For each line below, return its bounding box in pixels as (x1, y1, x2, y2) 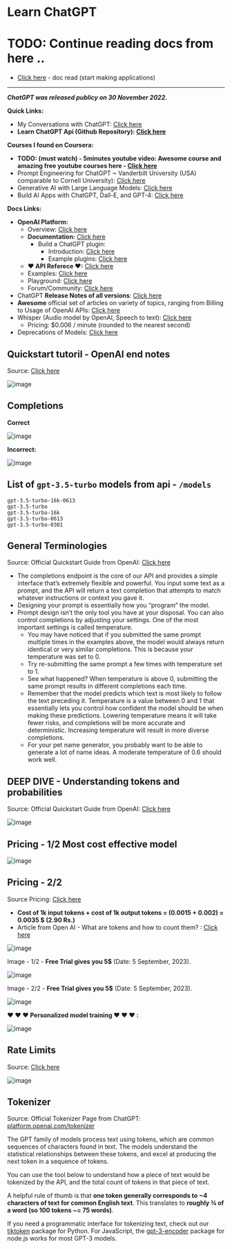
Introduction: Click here (48, 247, 115, 256)
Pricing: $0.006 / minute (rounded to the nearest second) (27, 321, 191, 329)
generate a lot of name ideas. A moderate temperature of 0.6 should (27, 748, 222, 756)
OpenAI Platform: (17, 218, 68, 226)
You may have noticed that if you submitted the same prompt (27, 630, 202, 639)
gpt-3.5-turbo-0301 (7, 521, 64, 528)
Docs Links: (7, 205, 42, 213)
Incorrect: (7, 445, 37, 453)
